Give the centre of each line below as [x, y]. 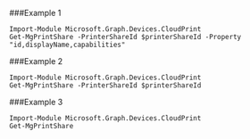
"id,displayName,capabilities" [67, 45]
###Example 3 [36, 102]
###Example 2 [36, 61]
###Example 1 [35, 13]
